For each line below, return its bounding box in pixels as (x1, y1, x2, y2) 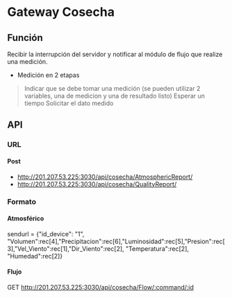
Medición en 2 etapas (17, 71, 80, 79)
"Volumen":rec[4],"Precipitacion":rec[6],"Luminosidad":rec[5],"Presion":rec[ (7, 237, 226, 245)
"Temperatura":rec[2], (125, 244, 190, 253)
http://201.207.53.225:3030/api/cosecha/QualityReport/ (17, 179, 177, 188)
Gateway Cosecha (7, 4, 115, 20)
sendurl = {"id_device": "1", (7, 229, 85, 238)
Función (7, 32, 43, 44)
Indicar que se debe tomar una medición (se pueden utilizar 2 (24, 85, 201, 92)
